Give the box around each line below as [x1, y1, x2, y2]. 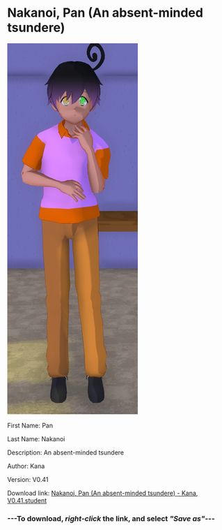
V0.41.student [7, 496, 47, 504]
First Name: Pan [7, 421, 54, 429]
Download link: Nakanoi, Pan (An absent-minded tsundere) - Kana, [7, 489, 198, 497]
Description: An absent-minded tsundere [7, 448, 124, 457]
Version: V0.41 [7, 475, 49, 483]
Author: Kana [7, 462, 45, 470]
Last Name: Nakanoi [7, 434, 65, 443]
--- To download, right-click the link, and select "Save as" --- [7, 513, 216, 523]
